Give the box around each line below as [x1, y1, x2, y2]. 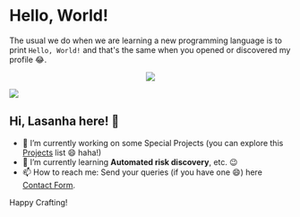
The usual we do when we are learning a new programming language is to [9, 35, 282, 46]
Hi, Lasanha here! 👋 [9, 114, 120, 129]
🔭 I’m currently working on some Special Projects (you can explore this [21, 137, 284, 148]
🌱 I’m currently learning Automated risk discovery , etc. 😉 [21, 156, 238, 167]
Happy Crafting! [9, 196, 68, 207]
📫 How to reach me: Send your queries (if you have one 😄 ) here [21, 167, 262, 178]
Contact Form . [21, 179, 76, 190]
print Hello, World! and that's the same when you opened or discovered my [9, 44, 291, 55]
